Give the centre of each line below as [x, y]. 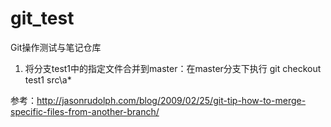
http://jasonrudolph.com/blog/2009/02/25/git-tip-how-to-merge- [171, 100]
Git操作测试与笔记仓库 [56, 47]
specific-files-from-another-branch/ [85, 111]
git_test [42, 18]
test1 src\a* [48, 79]
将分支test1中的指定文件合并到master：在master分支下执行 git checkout [173, 68]
